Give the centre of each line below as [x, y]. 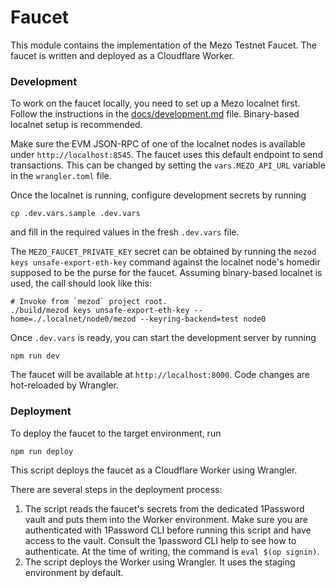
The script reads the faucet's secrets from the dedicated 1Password [164, 508]
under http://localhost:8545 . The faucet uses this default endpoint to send [167, 155]
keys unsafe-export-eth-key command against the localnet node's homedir [165, 262]
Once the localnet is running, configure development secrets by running [158, 195]
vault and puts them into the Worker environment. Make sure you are [166, 519]
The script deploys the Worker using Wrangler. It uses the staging [160, 562]
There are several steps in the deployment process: [116, 489]
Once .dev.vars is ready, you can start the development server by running [163, 338]
